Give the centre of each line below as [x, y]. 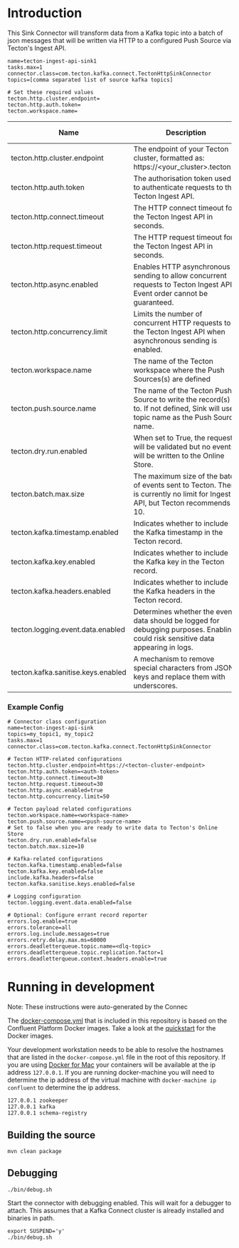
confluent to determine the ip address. [64, 1088]
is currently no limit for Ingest [182, 493]
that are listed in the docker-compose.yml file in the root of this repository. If [117, 1058]
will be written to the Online [179, 456]
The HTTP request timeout [178, 237]
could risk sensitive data [174, 638]
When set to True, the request [183, 438]
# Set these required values [51, 92]
